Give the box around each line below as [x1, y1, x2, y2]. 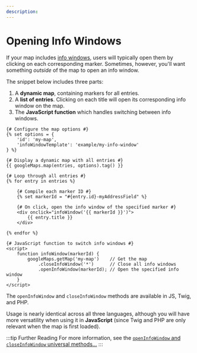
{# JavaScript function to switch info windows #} [6, 240, 134, 246]
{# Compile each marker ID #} [17, 188, 92, 195]
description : [6, 8, 39, 15]
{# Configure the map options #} [6, 126, 89, 132]
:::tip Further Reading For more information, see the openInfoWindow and [6, 334, 181, 341]
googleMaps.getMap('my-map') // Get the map [27, 256, 147, 262]
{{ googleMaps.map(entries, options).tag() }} [6, 163, 123, 168]
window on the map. [14, 102, 65, 109]
